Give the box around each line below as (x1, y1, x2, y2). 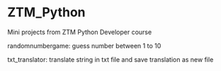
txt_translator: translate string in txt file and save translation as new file (7, 55, 214, 64)
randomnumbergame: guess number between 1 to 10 (7, 41, 161, 50)
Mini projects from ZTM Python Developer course (7, 28, 152, 36)
